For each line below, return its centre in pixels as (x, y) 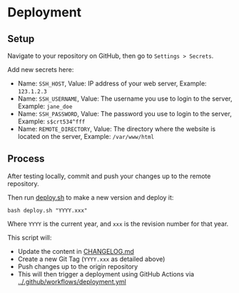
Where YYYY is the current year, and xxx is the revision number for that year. (118, 223)
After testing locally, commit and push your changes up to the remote (109, 176)
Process (26, 159)
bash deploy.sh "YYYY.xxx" (47, 210)
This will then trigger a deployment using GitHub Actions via (106, 274)
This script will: (30, 237)
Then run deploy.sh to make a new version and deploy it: (91, 197)
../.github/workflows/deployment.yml (72, 282)
